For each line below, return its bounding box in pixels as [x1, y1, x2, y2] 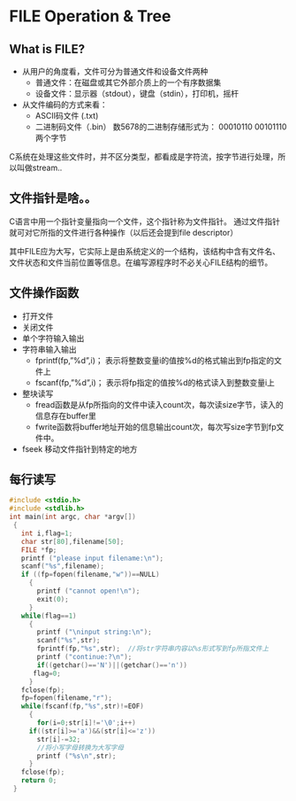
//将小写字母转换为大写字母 [36, 743, 125, 752]
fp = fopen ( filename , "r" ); [20, 694, 113, 703]
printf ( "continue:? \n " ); [36, 653, 133, 662]
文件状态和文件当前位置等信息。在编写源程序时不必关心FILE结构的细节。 [9, 257, 273, 268]
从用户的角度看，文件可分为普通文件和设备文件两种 [21, 66, 209, 76]
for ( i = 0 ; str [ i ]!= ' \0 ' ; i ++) [36, 719, 137, 727]
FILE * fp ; [20, 545, 57, 555]
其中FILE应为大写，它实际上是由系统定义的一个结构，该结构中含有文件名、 [9, 245, 281, 256]
